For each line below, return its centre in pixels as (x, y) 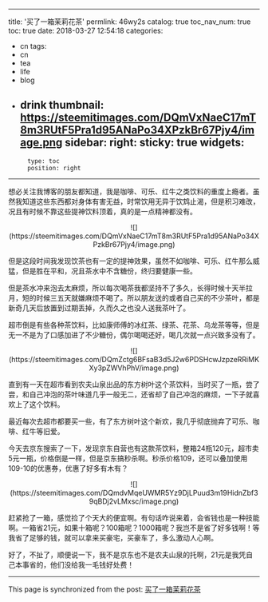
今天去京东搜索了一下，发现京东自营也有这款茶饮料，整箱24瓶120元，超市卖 (134, 448)
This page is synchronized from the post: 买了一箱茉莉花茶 (104, 589)
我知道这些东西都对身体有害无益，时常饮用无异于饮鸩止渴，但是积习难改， (137, 201)
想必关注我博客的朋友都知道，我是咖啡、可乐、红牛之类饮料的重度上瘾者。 (130, 191)
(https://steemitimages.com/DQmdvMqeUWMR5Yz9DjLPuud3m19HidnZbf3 (134, 492)
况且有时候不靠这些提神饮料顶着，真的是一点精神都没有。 (102, 211)
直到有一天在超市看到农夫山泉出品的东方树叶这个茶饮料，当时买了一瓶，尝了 (134, 384)
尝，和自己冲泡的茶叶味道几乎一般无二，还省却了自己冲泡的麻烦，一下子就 (130, 394)
